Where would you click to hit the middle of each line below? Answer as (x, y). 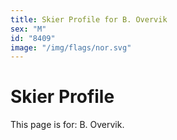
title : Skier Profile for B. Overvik (89, 19)
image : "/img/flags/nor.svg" (71, 47)
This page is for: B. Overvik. (67, 125)
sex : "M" (28, 29)
